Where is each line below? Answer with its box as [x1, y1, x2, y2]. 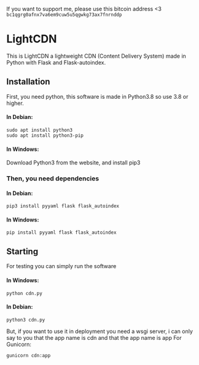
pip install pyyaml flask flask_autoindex [6, 229, 117, 236]
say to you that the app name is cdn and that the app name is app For [6, 334, 182, 341]
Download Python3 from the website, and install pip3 [6, 159, 141, 166]
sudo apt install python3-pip [6, 132, 84, 139]
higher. [6, 99, 25, 107]
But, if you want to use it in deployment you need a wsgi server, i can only [6, 328, 193, 335]
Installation [6, 77, 50, 87]
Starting [6, 246, 39, 256]
